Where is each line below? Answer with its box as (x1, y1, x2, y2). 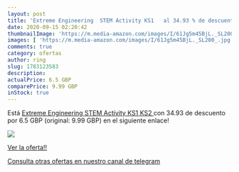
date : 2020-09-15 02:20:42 (7, 23, 87, 30)
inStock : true (7, 89, 50, 96)
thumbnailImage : (7, 30, 55, 38)
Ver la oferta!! (7, 143, 48, 152)
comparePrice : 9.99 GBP (7, 83, 78, 90)
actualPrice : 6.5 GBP (7, 76, 72, 84)
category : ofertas (7, 50, 62, 57)
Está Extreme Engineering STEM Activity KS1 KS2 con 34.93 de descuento (7, 109, 226, 117)
